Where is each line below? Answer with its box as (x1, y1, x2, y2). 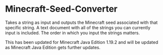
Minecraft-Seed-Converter (5, 3, 118, 15)
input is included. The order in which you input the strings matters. (5, 30, 140, 36)
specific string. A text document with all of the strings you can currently (5, 24, 151, 30)
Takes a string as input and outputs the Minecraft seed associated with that (5, 19, 158, 25)
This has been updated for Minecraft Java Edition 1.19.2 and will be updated (5, 39, 159, 45)
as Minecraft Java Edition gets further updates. (5, 44, 101, 50)
